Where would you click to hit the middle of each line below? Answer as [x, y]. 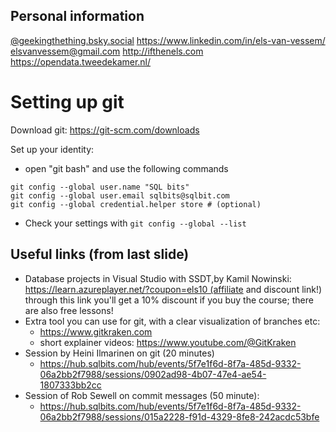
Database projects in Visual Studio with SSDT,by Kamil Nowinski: [158, 278]
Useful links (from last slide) [100, 254]
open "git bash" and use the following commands [126, 168]
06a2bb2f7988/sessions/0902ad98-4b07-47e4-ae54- [153, 374]
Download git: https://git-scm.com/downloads [105, 130]
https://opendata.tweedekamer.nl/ [81, 61]
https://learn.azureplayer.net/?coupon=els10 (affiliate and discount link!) [173, 289]
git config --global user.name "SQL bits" [100, 187]
